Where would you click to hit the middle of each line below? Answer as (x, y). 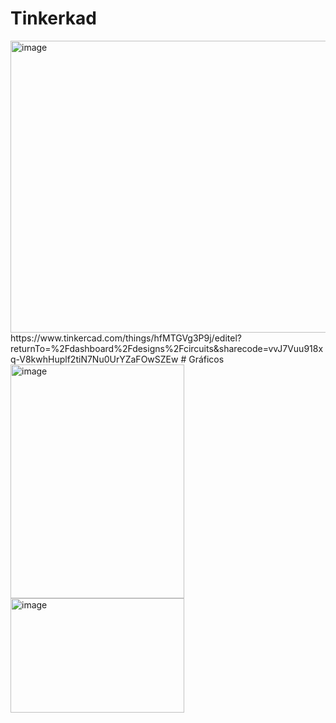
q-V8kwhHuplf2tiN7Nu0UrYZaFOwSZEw (94, 359)
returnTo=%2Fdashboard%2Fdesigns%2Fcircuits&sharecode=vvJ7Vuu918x (167, 348)
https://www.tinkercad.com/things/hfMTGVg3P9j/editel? (126, 338)
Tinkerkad (53, 18)
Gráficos (206, 359)
